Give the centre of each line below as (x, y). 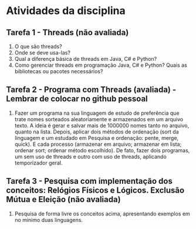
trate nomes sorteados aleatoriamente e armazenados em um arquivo (99, 119)
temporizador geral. (38, 163)
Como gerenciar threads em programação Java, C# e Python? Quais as (101, 65)
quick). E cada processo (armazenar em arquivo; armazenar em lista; (98, 144)
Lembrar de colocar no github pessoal (77, 99)
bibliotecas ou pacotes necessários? (59, 71)
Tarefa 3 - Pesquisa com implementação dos (89, 181)
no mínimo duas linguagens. (49, 220)
